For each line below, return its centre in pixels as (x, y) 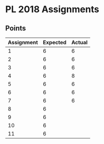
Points (16, 28)
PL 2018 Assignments (52, 9)
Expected (55, 42)
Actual (79, 42)
